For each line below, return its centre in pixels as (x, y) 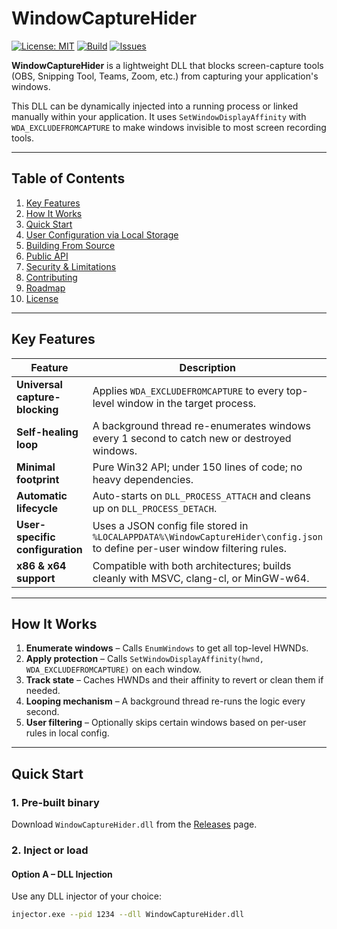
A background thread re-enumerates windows (201, 425)
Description (208, 367)
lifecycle (37, 508)
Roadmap (45, 288)
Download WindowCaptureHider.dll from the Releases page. (134, 824)
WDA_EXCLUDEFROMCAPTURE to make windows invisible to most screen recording (169, 127)
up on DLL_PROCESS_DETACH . (155, 508)
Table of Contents (68, 178)
